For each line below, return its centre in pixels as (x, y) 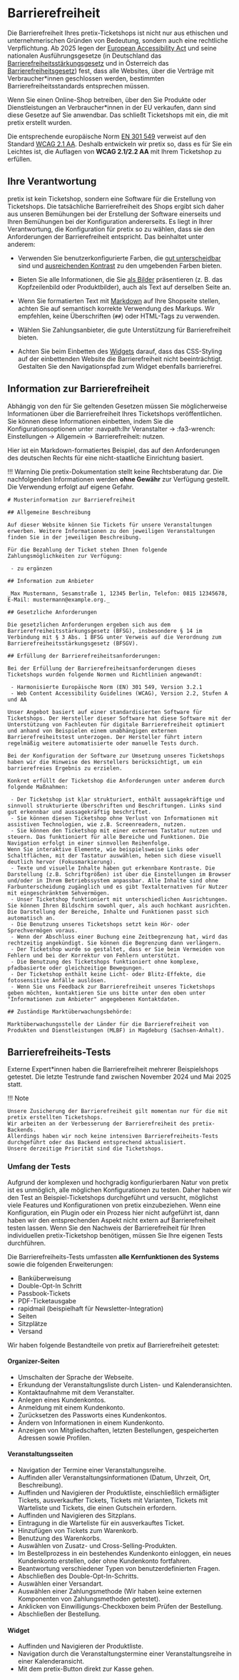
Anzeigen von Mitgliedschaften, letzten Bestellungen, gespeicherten (118, 1430)
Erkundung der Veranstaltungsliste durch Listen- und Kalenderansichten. (125, 1385)
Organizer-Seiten (34, 1361)
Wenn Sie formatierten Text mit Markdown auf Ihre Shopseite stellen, (119, 300)
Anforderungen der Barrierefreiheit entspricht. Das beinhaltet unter (106, 236)
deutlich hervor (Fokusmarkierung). (62, 862)
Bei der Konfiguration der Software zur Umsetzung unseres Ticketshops (116, 755)
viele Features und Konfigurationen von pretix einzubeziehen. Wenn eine (114, 1205)
